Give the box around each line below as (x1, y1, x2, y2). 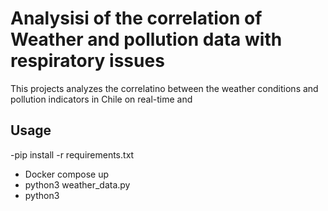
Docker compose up (24, 168, 109, 180)
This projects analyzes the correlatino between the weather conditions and (10, 82, 319, 94)
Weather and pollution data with (10, 28, 283, 51)
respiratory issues (10, 50, 165, 72)
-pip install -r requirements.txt (10, 148, 135, 161)
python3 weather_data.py (24, 178, 131, 191)
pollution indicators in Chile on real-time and (10, 93, 193, 105)
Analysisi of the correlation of (10, 7, 263, 30)
